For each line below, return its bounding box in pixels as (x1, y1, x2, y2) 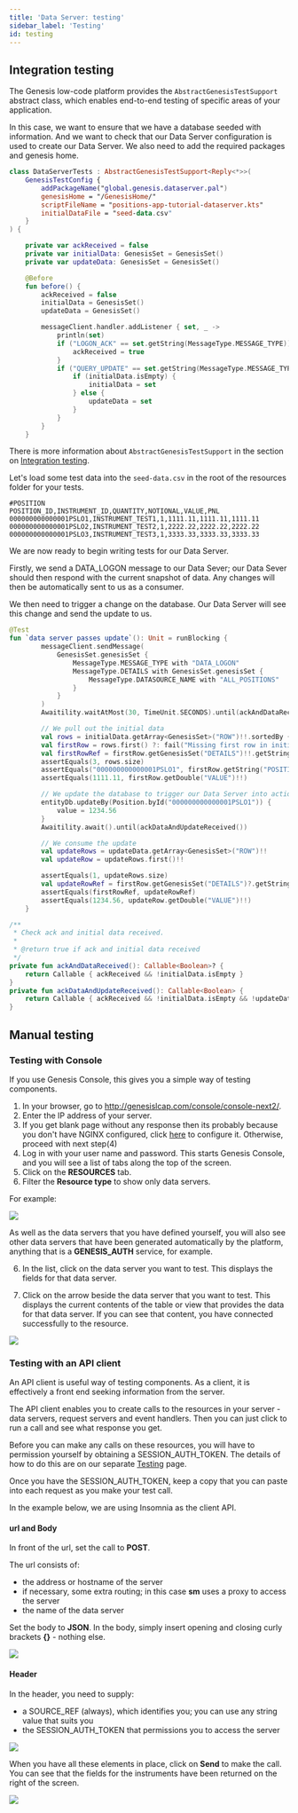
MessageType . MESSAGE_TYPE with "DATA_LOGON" (72, 658, 240, 667)
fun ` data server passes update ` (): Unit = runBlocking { (9, 634, 228, 643)
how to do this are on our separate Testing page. (9, 1459, 187, 1470)
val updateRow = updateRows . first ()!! (41, 855, 184, 864)
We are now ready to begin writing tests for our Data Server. (9, 546, 229, 556)
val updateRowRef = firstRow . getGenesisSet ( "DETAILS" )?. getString (41, 879, 292, 888)
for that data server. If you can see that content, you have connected (21, 1308, 273, 1319)
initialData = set (88, 381, 157, 390)
